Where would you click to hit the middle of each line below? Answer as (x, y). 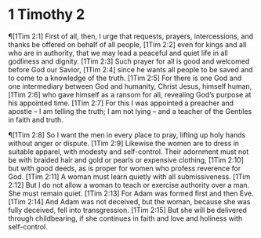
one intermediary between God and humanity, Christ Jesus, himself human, (130, 86)
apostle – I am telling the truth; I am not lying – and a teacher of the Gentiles (130, 111)
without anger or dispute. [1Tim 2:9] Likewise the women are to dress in (124, 143)
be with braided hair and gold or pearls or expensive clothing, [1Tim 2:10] (126, 159)
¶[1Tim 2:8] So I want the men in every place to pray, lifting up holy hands (127, 134)
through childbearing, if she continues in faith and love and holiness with (125, 218)
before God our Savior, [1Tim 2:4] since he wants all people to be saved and (130, 69)
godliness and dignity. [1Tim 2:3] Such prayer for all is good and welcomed (129, 61)
